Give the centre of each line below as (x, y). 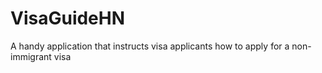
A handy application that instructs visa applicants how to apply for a (150, 46)
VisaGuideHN (68, 18)
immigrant (31, 56)
